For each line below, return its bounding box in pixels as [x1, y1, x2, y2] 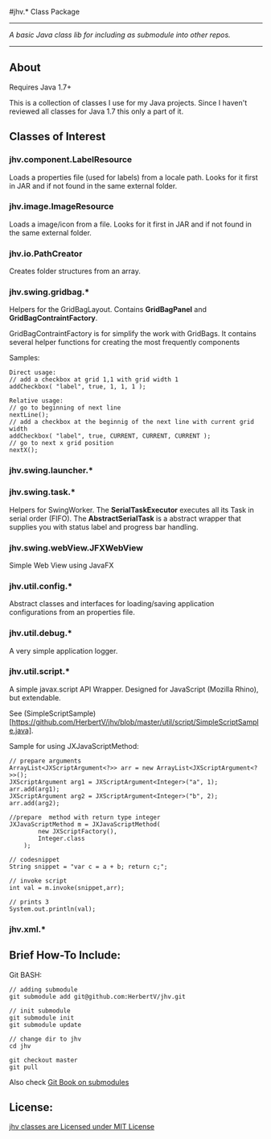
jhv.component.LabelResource [9, 154, 133, 165]
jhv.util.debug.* [9, 628, 72, 639]
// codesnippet [9, 855, 60, 863]
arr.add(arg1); [9, 785, 60, 793]
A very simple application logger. [9, 646, 118, 655]
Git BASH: [9, 970, 43, 979]
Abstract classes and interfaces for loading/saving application [9, 599, 215, 609]
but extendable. [9, 692, 61, 702]
